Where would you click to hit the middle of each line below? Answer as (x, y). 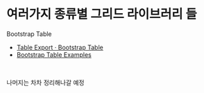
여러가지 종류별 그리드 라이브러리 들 (102, 14)
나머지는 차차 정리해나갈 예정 (45, 82)
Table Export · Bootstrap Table (60, 47)
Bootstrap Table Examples (54, 54)
